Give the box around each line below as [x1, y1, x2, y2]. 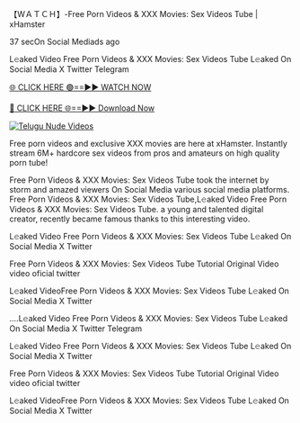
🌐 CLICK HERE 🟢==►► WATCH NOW [9, 82, 152, 93]
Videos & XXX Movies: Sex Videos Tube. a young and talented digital [9, 204, 264, 214]
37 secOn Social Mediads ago [9, 36, 120, 47]
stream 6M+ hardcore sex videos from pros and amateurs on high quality [9, 148, 280, 158]
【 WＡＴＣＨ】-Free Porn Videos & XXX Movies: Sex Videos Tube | [9, 9, 259, 19]
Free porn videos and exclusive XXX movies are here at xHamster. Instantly [9, 139, 287, 148]
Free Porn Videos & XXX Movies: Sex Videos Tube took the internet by [9, 175, 269, 185]
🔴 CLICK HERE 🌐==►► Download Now [9, 103, 155, 113]
